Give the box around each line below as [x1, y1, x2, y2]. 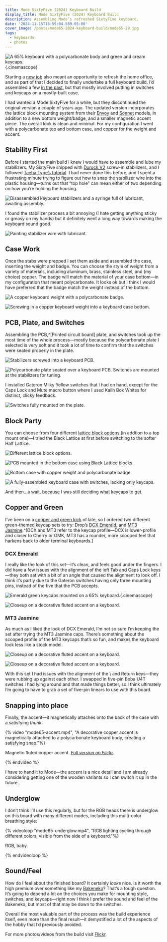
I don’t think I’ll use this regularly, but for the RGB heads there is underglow [5, 807, 159, 814]
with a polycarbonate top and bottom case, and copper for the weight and [5, 126, 157, 132]
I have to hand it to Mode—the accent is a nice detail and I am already [5, 769, 148, 775]
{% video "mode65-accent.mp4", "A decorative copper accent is [5, 729, 138, 735]
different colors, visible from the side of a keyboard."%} [5, 833, 119, 839]
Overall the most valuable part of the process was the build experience [5, 911, 151, 917]
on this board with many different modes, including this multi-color [5, 813, 142, 819]
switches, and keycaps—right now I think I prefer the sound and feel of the [5, 896, 158, 902]
